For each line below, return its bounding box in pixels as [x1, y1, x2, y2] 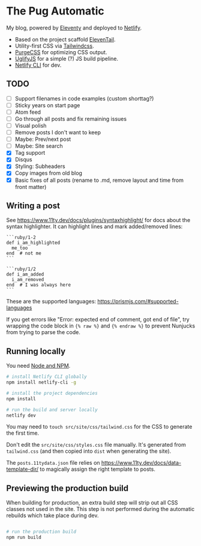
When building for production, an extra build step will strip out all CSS [6, 499, 178, 506]
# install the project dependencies [6, 390, 98, 396]
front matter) [14, 183, 47, 190]
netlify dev [6, 412, 36, 418]
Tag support [14, 149, 46, 157]
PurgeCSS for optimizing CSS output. [14, 48, 107, 55]
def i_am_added [6, 271, 44, 278]
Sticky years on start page [14, 101, 80, 109]
